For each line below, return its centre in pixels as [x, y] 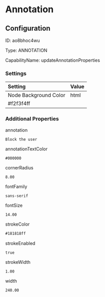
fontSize [14, 206]
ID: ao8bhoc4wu [23, 40]
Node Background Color [37, 95]
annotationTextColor [26, 148]
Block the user [21, 139]
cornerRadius [20, 168]
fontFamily [16, 187]
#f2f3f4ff [19, 104]
